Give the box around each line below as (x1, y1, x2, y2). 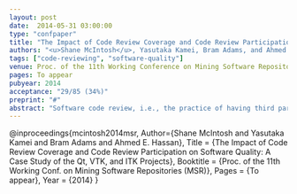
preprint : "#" (9, 95, 62, 105)
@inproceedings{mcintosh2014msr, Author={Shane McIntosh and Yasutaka (9, 128, 285, 138)
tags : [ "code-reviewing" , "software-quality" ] (9, 54, 184, 63)
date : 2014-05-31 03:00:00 (9, 21, 113, 30)
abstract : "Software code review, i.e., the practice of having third (9, 104, 275, 113)
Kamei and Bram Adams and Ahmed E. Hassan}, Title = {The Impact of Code (9, 137, 288, 148)
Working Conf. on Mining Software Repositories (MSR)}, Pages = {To (9, 166, 259, 176)
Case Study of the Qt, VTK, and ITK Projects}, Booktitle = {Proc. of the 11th (9, 156, 281, 167)
